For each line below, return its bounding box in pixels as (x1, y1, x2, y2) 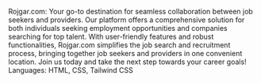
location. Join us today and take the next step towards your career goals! (8, 57, 248, 66)
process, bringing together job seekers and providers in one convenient (8, 49, 243, 58)
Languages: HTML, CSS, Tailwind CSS (8, 66, 133, 74)
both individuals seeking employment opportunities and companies (8, 24, 228, 32)
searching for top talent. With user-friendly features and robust (8, 32, 214, 41)
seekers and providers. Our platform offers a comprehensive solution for (8, 15, 245, 25)
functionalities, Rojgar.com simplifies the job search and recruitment (8, 40, 231, 50)
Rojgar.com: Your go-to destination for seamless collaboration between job (8, 7, 254, 16)
